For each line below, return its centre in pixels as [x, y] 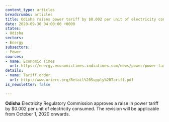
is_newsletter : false [28, 84]
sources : [14, 56]
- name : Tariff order [28, 75]
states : [13, 29]
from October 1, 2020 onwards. [38, 114]
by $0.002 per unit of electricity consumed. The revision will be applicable [82, 108]
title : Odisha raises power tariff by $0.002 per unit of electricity [81, 19]
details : [14, 71]
